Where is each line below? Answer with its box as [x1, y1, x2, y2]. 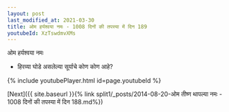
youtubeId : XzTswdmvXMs [7, 29, 76, 37]
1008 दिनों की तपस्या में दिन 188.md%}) [7, 98, 103, 106]
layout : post [7, 10, 45, 17]
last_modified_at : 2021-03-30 [7, 17, 95, 24]
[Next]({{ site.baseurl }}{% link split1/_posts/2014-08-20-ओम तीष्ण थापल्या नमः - [7, 90, 223, 98]
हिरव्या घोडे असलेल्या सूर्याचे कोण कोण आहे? [17, 63, 113, 71]
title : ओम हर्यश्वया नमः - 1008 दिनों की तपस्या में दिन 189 [7, 23, 148, 30]
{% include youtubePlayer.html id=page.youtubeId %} [7, 77, 162, 85]
